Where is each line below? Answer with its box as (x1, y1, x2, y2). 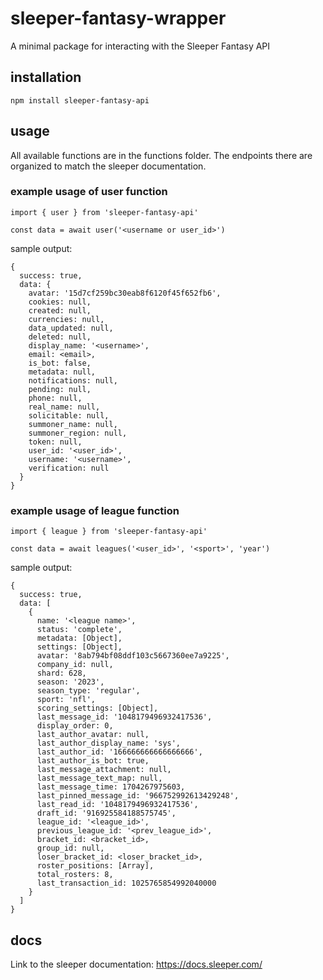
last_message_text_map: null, (36, 773, 163, 784)
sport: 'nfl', (36, 695, 97, 705)
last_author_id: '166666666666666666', (36, 747, 203, 757)
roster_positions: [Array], (36, 861, 155, 871)
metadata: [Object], (36, 633, 123, 644)
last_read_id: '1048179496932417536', (36, 800, 199, 810)
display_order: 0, (36, 721, 114, 731)
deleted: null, (28, 332, 92, 342)
